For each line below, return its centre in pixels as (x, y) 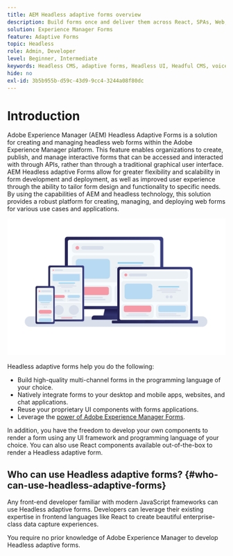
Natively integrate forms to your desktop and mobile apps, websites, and (121, 395)
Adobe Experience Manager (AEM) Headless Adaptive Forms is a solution (112, 135)
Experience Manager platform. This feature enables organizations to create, (115, 150)
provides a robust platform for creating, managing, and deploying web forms (116, 202)
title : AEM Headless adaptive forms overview (74, 15)
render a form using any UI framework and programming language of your (113, 438)
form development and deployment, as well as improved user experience (111, 179)
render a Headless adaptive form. (55, 452)
